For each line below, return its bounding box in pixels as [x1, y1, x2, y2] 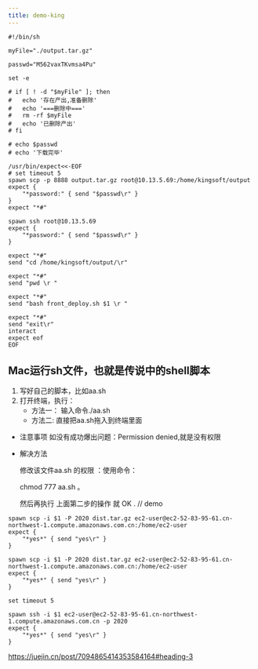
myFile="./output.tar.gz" [8, 46, 93, 55]
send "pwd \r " [8, 279, 58, 287]
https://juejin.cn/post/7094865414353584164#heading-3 [8, 652, 194, 661]
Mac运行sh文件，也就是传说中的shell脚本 [8, 364, 210, 377]
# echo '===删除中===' [8, 104, 86, 112]
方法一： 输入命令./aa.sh [31, 405, 111, 416]
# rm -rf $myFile [8, 111, 72, 119]
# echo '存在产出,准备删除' [8, 96, 98, 104]
